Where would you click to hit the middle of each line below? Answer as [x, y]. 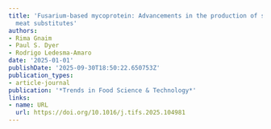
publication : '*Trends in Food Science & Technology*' [102, 90]
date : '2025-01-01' [41, 61]
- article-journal [39, 83]
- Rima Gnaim [30, 38]
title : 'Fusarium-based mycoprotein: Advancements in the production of [133, 16]
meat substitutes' [47, 23]
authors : [23, 30]
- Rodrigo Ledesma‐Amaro [50, 53]
